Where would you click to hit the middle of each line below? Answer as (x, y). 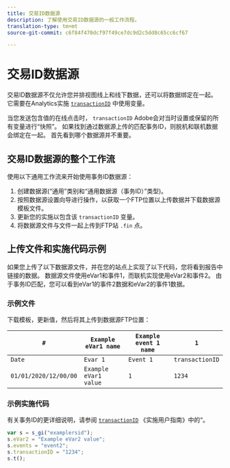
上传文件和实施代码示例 (56, 249)
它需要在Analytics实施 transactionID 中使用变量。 (78, 103)
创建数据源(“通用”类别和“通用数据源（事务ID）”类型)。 (92, 191)
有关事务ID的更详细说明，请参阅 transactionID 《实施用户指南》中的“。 (108, 420)
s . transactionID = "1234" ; (46, 452)
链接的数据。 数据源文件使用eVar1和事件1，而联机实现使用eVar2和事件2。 (111, 275)
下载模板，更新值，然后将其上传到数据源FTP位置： (79, 320)
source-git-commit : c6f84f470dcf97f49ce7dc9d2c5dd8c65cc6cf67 (98, 33)
